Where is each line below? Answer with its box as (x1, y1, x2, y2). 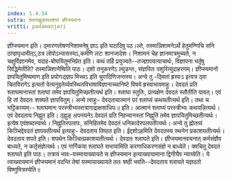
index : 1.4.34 (7, 10, 48, 17)
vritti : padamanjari (7, 23, 67, 30)
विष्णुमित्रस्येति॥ (7, 166, 40, 174)
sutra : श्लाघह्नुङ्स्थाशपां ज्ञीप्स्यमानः (7, 17, 82, 23)
